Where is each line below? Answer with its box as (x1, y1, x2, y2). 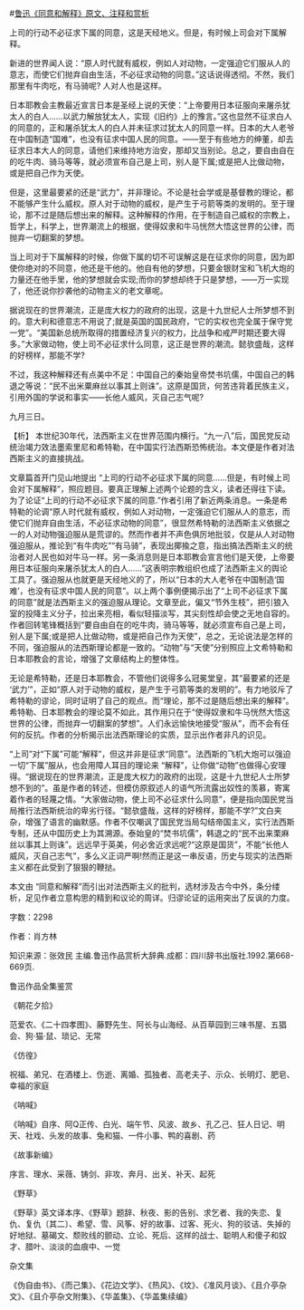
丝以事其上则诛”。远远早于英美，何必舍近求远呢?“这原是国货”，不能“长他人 (9, 839, 290, 850)
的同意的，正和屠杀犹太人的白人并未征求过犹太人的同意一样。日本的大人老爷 (9, 122, 295, 133)
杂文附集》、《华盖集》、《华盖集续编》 (56, 1291, 192, 1302)
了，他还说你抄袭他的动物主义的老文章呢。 (9, 285, 168, 296)
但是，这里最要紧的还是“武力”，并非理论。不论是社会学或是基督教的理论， (9, 187, 287, 197)
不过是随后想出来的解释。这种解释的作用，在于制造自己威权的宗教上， (33, 209, 295, 220)
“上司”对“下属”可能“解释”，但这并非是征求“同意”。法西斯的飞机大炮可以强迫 (9, 748, 291, 759)
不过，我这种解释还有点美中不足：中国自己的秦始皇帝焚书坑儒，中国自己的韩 (9, 370, 295, 380)
